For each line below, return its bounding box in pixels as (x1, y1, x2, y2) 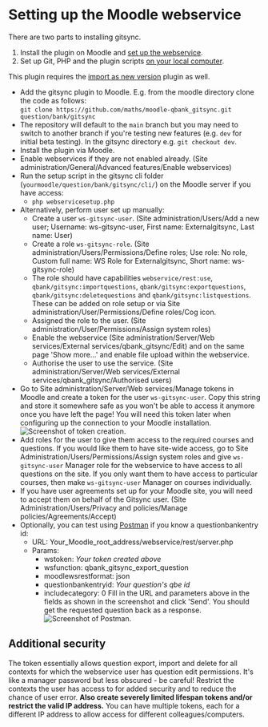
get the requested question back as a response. (43, 605, 202, 615)
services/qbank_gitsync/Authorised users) (31, 375, 172, 385)
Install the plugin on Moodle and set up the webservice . (19, 47, 203, 57)
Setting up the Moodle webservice (8, 6, 242, 24)
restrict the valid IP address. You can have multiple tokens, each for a (8, 701, 240, 710)
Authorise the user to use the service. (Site (31, 358, 174, 368)
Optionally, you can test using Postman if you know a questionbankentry (19, 519, 258, 530)
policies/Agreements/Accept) (19, 511, 118, 521)
